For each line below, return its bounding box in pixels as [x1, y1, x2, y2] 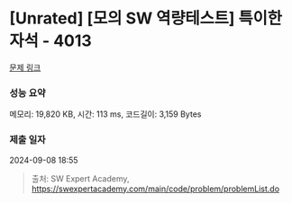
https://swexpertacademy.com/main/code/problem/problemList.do [31, 183, 280, 194]
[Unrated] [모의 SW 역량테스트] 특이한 [9, 8, 282, 29]
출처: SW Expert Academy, [31, 172, 130, 184]
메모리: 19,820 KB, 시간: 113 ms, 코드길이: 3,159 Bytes [9, 109, 202, 119]
